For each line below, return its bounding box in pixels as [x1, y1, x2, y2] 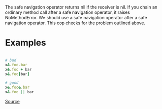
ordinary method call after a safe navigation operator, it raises [5, 9, 130, 15]
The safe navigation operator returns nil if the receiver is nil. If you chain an [5, 4, 158, 10]
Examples [5, 37, 46, 48]
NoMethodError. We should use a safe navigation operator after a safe [5, 15, 148, 20]
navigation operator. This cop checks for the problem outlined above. [5, 20, 146, 26]
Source [5, 99, 20, 105]
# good [5, 80, 19, 85]
